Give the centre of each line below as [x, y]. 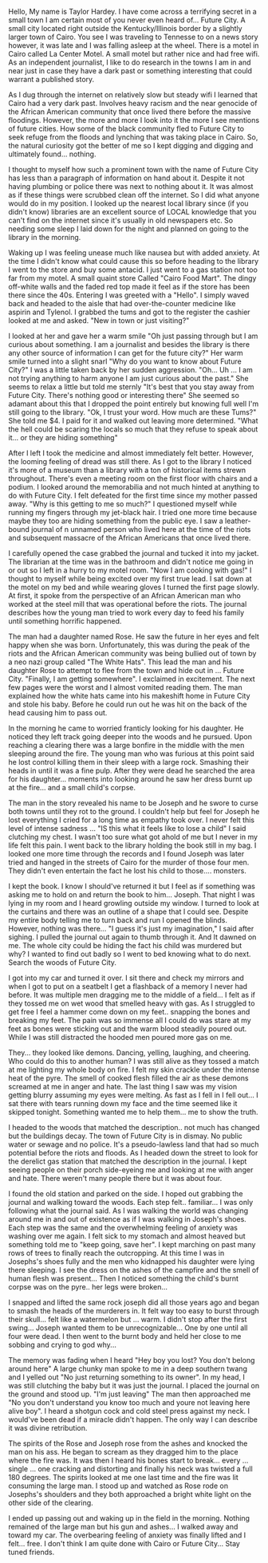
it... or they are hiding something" [63, 437]
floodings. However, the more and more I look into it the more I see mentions [134, 120]
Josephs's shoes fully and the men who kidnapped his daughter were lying [132, 1262]
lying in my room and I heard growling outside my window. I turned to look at [134, 903]
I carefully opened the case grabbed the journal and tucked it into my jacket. [134, 553]
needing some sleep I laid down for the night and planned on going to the [128, 229]
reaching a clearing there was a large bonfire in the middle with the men [126, 745]
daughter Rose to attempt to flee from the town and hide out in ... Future [126, 670]
